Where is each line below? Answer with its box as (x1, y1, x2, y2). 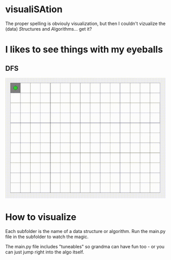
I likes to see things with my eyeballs (5, 44, 163, 56)
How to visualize (5, 212, 77, 223)
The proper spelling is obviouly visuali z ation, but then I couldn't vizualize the (5, 20, 166, 27)
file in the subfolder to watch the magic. (5, 233, 89, 240)
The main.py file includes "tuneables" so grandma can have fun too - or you (5, 243, 164, 249)
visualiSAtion (5, 4, 63, 15)
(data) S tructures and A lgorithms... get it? (5, 25, 92, 32)
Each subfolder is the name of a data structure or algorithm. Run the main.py (5, 228, 166, 234)
